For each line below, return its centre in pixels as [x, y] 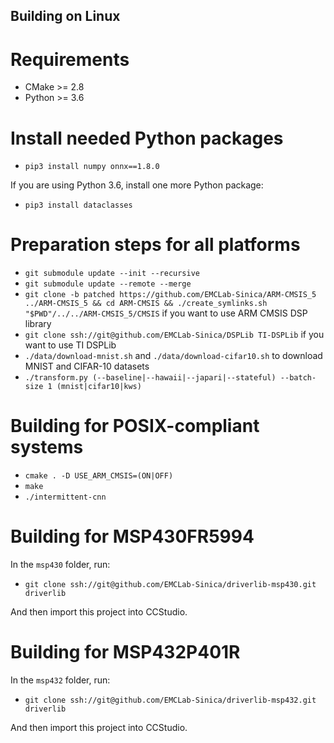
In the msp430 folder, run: [60, 565]
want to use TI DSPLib [70, 345]
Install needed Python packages [147, 138]
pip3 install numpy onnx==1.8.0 [92, 167]
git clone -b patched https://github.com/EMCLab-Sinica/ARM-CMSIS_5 [170, 295]
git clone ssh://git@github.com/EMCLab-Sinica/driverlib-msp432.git [170, 700]
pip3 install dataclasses [78, 205]
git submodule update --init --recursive [112, 274]
